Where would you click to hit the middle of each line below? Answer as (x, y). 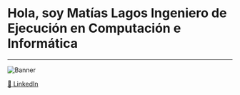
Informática (43, 44)
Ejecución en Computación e (94, 28)
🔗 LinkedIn (23, 84)
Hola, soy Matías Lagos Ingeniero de (117, 13)
